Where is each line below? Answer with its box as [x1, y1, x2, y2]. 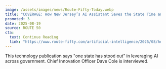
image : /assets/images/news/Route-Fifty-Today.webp [5, 7, 114, 12]
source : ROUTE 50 [5, 26, 41, 31]
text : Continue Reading [9, 35, 58, 40]
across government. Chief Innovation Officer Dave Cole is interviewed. [5, 58, 149, 64]
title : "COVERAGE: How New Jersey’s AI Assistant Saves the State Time [5, 12, 156, 17]
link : [9, 39, 21, 44]
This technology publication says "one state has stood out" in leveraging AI [5, 53, 158, 59]
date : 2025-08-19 [5, 21, 41, 26]
